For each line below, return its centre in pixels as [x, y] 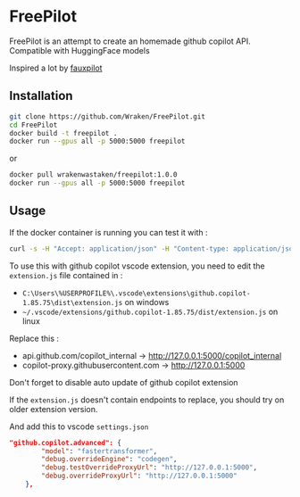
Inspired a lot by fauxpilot [56, 68]
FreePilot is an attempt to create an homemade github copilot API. [130, 41]
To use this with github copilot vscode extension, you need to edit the [137, 266]
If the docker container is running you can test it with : [108, 232]
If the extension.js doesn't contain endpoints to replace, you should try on [147, 400]
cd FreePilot [33, 125]
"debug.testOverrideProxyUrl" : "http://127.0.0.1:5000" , [149, 468]
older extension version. [54, 409]
